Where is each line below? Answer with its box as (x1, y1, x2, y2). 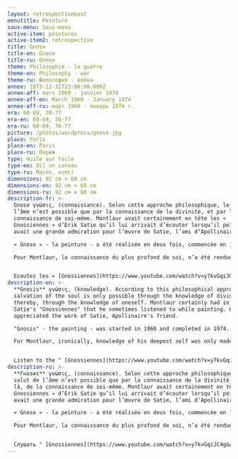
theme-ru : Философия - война (7, 76, 93, 84)
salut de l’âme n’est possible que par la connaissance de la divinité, (13, 377, 233, 384)
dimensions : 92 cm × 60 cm (7, 175, 87, 182)
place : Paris (7, 136, 46, 143)
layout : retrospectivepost (7, 10, 87, 18)
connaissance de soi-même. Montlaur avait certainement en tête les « (13, 215, 227, 222)
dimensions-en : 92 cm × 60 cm (7, 182, 97, 189)
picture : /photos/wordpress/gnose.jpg (7, 129, 122, 136)
